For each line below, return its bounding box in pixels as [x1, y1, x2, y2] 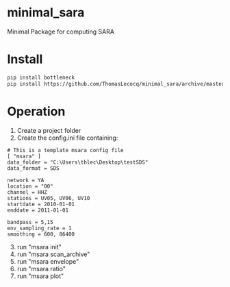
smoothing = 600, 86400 [7, 231, 75, 238]
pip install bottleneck [7, 74, 75, 81]
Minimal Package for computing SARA [7, 27, 115, 36]
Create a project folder [16, 126, 81, 134]
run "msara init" [16, 242, 62, 251]
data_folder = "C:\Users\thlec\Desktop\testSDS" [7, 159, 149, 166]
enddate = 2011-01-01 [7, 207, 69, 214]
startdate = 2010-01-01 [7, 201, 75, 208]
